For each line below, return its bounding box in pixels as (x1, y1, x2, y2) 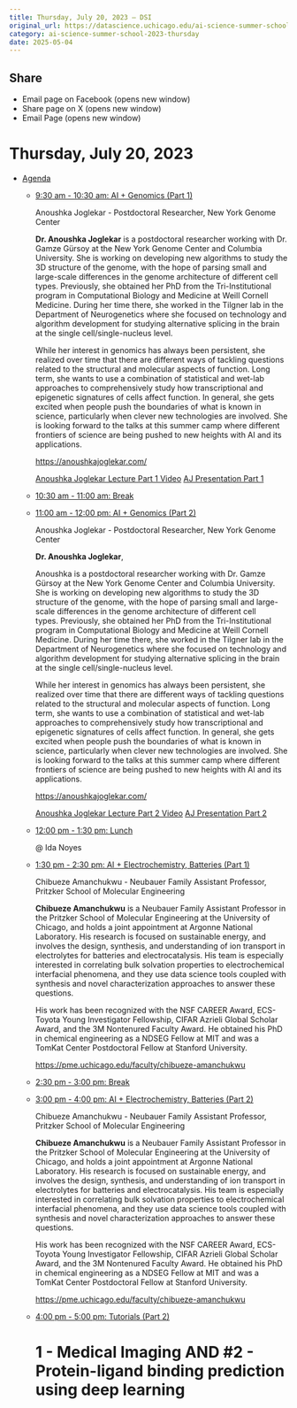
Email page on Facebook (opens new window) (21, 94, 191, 104)
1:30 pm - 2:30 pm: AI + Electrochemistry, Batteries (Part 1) (34, 859, 250, 870)
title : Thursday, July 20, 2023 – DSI (9, 12, 152, 22)
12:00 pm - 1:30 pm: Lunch (34, 825, 133, 835)
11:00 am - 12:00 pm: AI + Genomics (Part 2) (34, 508, 197, 518)
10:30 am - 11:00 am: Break (34, 490, 134, 501)
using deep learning (34, 1380, 186, 1400)
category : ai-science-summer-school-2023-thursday (9, 29, 200, 38)
